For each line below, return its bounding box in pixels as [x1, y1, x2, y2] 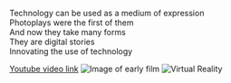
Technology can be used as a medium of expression [9, 8, 205, 18]
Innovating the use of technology [9, 46, 133, 57]
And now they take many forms [9, 27, 127, 37]
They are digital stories [9, 36, 95, 47]
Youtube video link [9, 63, 79, 74]
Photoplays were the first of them [9, 17, 134, 28]
